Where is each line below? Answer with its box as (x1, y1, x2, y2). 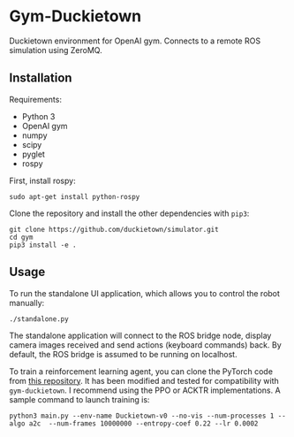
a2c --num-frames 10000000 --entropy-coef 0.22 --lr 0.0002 (28, 418, 259, 428)
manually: (9, 297, 45, 308)
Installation (9, 71, 72, 86)
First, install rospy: (9, 175, 77, 186)
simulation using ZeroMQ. (9, 44, 103, 55)
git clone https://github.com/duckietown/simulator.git (9, 225, 219, 234)
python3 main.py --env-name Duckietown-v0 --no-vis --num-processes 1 (9, 411, 275, 420)
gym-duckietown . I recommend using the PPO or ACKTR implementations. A (9, 385, 281, 395)
